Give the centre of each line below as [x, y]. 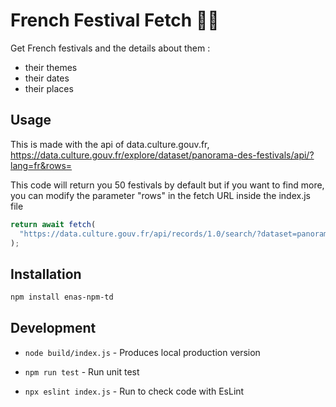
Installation [46, 274]
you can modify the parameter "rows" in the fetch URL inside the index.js [160, 195]
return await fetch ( [53, 224]
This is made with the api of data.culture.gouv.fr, [110, 144]
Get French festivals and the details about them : [110, 48]
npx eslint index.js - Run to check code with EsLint [134, 391]
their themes [51, 67]
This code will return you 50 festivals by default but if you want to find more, [167, 185]
